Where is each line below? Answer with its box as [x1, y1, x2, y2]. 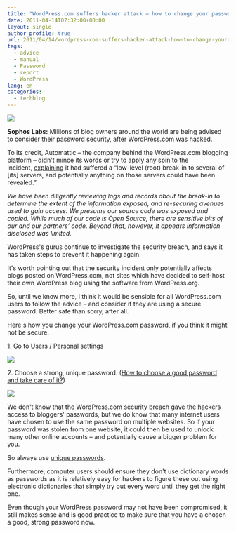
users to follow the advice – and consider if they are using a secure [7, 299, 202, 308]
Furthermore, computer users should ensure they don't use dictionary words [7, 467, 229, 475]
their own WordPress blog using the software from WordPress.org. [7, 278, 200, 287]
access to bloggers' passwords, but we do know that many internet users [7, 410, 220, 418]
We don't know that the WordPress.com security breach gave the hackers [7, 403, 221, 411]
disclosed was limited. [7, 229, 72, 237]
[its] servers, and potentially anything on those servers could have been [7, 171, 216, 179]
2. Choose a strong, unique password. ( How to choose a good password [7, 369, 218, 377]
